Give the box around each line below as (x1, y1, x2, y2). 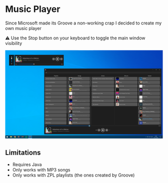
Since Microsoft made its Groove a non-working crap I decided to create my (5, 20, 162, 26)
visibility (5, 40, 22, 46)
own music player (5, 25, 41, 31)
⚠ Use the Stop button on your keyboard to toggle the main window (5, 35, 145, 41)
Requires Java (12, 162, 42, 168)
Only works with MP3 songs (12, 167, 70, 173)
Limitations (5, 148, 41, 157)
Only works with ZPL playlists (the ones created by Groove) (12, 172, 135, 178)
